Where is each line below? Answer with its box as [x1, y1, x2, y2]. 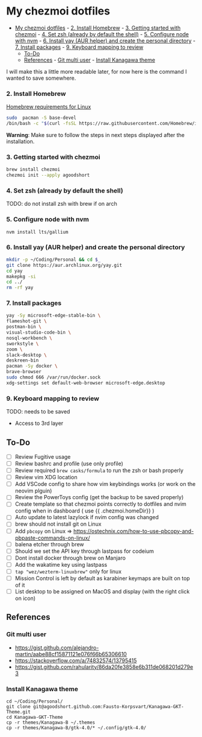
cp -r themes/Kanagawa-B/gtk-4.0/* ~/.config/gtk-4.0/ [6, 725, 147, 731]
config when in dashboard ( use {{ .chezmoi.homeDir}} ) [14, 507, 155, 514]
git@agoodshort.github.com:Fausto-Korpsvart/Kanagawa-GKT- [32, 704, 185, 710]
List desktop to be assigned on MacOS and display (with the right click [14, 587, 190, 595]
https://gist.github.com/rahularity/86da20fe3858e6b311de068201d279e [14, 663, 194, 671]
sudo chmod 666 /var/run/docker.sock [6, 374, 101, 381]
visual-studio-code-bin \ [6, 330, 71, 336]
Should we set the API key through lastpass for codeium [14, 547, 155, 555]
